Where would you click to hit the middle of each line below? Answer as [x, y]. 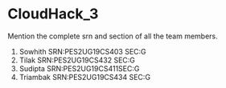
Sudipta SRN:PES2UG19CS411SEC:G [79, 68]
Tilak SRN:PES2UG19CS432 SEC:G [77, 60]
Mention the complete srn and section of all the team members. [113, 36]
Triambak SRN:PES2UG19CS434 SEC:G [84, 77]
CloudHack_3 [53, 14]
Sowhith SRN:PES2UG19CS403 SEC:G [82, 51]
